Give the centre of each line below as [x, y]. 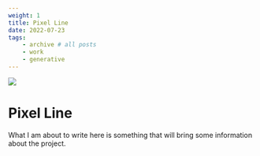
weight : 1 [24, 15]
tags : [17, 37]
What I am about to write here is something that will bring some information [130, 135]
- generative [44, 60]
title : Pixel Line [38, 23]
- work [33, 52]
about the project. [37, 143]
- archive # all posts [59, 45]
